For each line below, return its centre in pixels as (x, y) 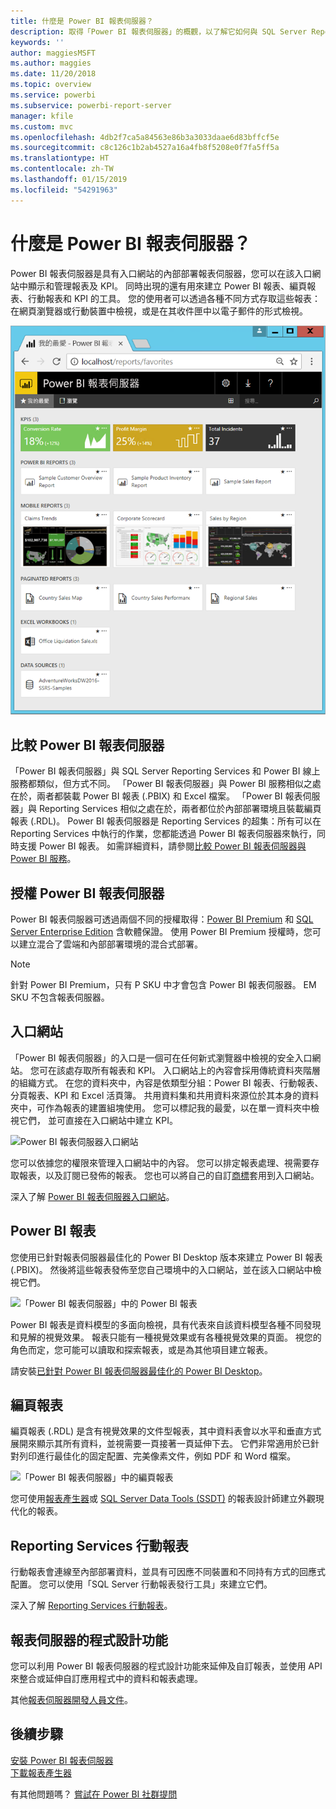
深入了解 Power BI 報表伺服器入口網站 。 (92, 1196)
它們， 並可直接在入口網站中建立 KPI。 (98, 1120)
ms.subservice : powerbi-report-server (91, 105)
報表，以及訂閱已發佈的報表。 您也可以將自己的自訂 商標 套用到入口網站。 (169, 1175)
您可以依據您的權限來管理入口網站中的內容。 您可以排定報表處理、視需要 (160, 1162)
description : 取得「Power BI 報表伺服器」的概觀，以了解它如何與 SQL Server (159, 31)
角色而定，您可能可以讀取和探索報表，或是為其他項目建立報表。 (141, 1349)
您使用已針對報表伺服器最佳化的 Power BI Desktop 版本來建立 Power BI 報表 (166, 1257)
